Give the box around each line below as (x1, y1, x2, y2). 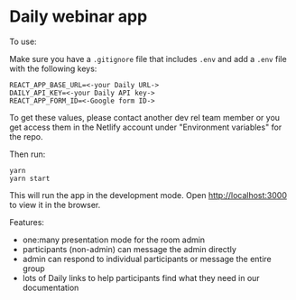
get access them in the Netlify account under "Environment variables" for (9, 122, 282, 132)
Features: (9, 216, 45, 227)
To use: (9, 36, 38, 47)
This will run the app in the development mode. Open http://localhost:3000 (9, 189, 287, 200)
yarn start (9, 174, 51, 183)
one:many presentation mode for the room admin (22, 234, 206, 245)
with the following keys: (9, 63, 97, 74)
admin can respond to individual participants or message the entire (22, 253, 273, 264)
